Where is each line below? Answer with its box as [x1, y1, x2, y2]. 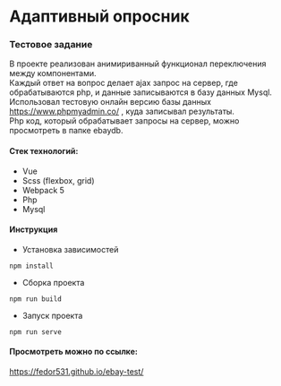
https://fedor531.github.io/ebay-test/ [9, 366, 144, 377]
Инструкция [9, 224, 58, 235]
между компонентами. [9, 68, 97, 79]
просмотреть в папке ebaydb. [9, 125, 123, 136]
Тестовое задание [9, 39, 93, 51]
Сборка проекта [21, 277, 85, 287]
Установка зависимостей [21, 244, 119, 254]
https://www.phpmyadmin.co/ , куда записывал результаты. [9, 106, 235, 117]
